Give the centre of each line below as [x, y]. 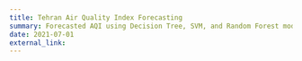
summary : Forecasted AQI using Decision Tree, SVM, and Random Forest [144, 26]
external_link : [38, 43]
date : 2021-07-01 [42, 34]
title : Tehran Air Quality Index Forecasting [96, 17]
